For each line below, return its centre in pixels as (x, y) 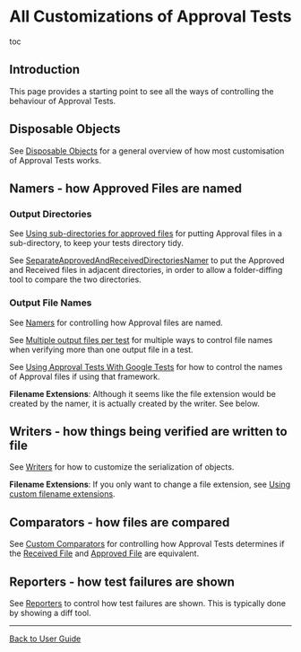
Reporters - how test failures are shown (122, 582)
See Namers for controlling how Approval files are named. (116, 322)
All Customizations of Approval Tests (150, 17)
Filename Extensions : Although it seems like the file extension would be (142, 393)
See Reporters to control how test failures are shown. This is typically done (148, 603)
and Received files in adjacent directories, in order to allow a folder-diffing (146, 270)
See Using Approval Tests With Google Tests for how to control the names (146, 366)
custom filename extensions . (62, 494)
